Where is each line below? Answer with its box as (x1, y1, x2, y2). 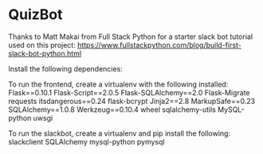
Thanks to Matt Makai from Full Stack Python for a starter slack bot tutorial (8, 32, 253, 41)
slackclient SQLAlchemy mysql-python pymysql (8, 137, 165, 146)
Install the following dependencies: (8, 64, 124, 73)
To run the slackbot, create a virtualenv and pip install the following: (8, 129, 231, 138)
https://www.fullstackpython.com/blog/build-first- (77, 40, 241, 49)
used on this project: (8, 40, 76, 49)
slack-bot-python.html (8, 48, 82, 58)
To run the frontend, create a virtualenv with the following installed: (8, 79, 229, 89)
